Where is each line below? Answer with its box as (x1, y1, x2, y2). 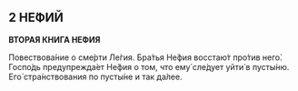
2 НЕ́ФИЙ (8, 10, 65, 25)
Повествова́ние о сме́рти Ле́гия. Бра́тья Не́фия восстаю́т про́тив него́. (8, 52, 283, 63)
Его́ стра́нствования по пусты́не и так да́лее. (8, 71, 183, 82)
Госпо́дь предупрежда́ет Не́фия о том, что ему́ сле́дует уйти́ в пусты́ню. (8, 61, 290, 72)
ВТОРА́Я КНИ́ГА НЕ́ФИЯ (8, 34, 101, 45)
